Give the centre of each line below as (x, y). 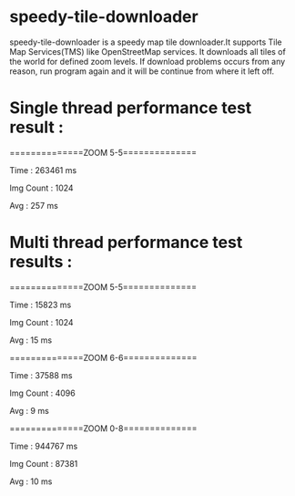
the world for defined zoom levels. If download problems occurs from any (147, 61)
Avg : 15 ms (31, 340)
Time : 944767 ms (44, 446)
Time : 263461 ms (43, 170)
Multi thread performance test (126, 243)
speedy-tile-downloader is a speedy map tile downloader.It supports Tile (146, 42)
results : (41, 262)
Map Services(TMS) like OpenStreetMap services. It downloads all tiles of (148, 51)
